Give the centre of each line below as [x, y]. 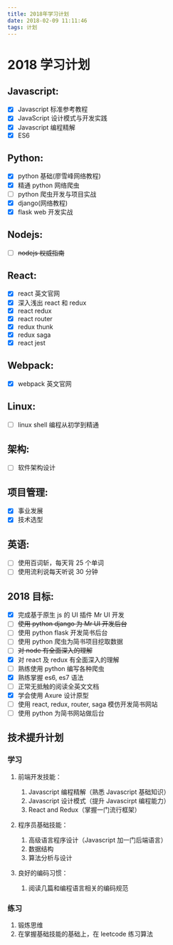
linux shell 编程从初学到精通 [58, 424]
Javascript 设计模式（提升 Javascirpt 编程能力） [99, 800]
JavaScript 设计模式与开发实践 [62, 118]
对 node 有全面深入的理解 [55, 651]
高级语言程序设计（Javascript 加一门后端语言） [98, 840]
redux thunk [35, 327]
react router [35, 318]
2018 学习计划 [49, 64]
